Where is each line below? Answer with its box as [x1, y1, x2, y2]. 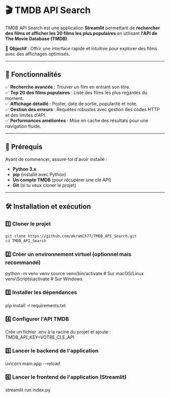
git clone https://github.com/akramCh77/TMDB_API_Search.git [5, 234, 137, 239]
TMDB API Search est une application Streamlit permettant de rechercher [5, 24, 160, 31]
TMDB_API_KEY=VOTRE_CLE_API [5, 334, 74, 340]
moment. [5, 95, 24, 101]
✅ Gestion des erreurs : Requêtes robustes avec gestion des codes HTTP [5, 106, 160, 112]
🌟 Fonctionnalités [5, 70, 62, 79]
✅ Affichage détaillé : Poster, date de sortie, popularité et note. [5, 101, 138, 107]
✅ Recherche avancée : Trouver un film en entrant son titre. [5, 84, 131, 90]
